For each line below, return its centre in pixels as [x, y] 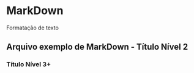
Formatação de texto [33, 28]
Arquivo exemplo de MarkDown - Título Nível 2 [97, 47]
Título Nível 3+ [29, 64]
